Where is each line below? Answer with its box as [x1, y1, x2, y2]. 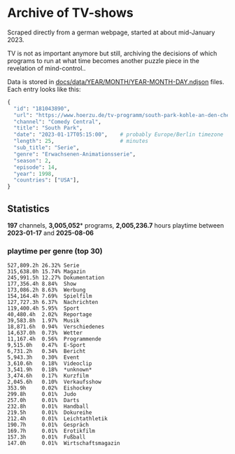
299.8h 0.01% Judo [7, 391, 77, 398]
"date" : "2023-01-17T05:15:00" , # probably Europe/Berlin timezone [13, 131, 224, 138]
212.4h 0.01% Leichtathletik [7, 415, 108, 422]
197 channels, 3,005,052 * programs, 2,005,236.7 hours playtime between [7, 221, 225, 229]
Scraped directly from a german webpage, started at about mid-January [7, 28, 215, 36]
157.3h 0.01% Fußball [7, 434, 86, 441]
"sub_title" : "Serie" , [13, 144, 80, 151]
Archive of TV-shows [7, 5, 134, 21]
